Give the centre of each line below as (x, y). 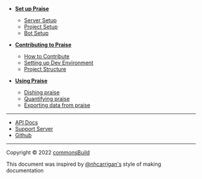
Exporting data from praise (57, 105)
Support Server (34, 129)
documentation (25, 170)
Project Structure (45, 69)
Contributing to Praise (43, 45)
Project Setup (41, 27)
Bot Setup (36, 33)
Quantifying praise (47, 99)
